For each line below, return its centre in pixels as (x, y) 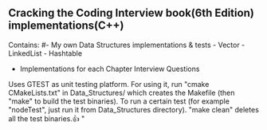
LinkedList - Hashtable (45, 53)
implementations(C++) (66, 26)
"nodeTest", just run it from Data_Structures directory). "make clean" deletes (133, 109)
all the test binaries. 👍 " (47, 118)
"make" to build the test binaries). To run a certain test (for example (119, 101)
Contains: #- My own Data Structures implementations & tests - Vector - (127, 45)
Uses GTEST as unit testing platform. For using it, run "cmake (109, 84)
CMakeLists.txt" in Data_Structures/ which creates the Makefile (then (122, 93)
